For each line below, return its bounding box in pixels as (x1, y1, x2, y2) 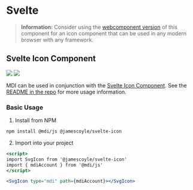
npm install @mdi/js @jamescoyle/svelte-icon (6, 128, 122, 135)
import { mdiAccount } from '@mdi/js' (6, 162, 103, 168)
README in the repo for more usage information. (6, 88, 127, 95)
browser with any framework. (20, 36, 94, 43)
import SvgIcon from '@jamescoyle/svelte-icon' (6, 156, 128, 162)
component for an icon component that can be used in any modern (20, 29, 187, 37)
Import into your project (14, 139, 74, 146)
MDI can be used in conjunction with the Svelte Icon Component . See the (6, 82, 187, 89)
